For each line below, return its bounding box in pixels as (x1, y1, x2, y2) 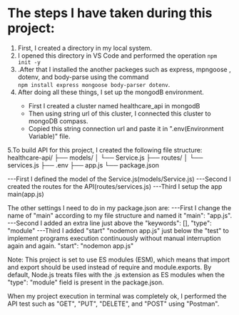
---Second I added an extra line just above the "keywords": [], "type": (7, 219, 212, 227)
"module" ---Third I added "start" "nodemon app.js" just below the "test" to (7, 226, 230, 234)
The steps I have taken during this (7, 5, 213, 21)
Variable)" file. (28, 132, 71, 140)
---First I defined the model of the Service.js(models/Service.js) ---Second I (7, 175, 231, 183)
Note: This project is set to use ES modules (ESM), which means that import (7, 255, 230, 264)
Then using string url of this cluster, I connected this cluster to (28, 109, 212, 118)
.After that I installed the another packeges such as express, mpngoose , (17, 65, 231, 73)
